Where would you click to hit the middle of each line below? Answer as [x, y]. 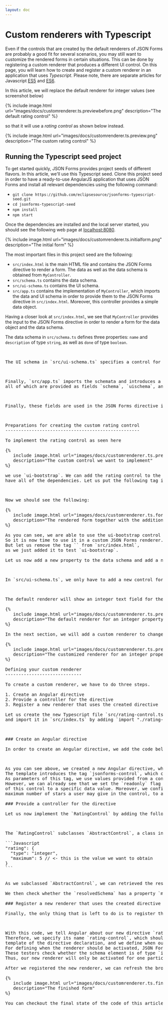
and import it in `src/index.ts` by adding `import [70, 720]
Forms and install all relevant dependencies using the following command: [81, 185]
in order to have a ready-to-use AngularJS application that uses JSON [77, 179]
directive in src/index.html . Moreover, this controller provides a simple [85, 302]
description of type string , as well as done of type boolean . [66, 342]
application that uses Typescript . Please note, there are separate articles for [83, 75]
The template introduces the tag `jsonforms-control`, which [82, 774]
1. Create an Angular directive [45, 695]
